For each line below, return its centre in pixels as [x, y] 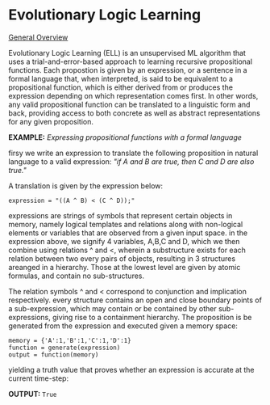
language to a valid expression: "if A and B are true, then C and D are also [131, 161]
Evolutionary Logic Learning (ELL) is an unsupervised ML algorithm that [127, 53]
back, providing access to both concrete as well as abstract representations [134, 113]
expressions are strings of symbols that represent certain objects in [120, 215]
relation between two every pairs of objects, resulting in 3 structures [122, 258]
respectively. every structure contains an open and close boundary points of [135, 300]
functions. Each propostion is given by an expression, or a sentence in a [128, 70]
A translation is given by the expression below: [86, 186]
